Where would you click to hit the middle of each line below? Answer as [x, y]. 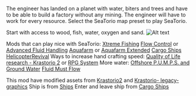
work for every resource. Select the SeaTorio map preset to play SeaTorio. [97, 21]
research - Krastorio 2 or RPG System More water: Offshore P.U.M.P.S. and [98, 62]
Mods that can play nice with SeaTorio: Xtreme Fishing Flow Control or [92, 44]
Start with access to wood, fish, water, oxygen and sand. [75, 32]
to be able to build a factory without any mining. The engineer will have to [96, 15]
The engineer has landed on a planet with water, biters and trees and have [97, 9]
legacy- [170, 80]
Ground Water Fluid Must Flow [43, 69]
